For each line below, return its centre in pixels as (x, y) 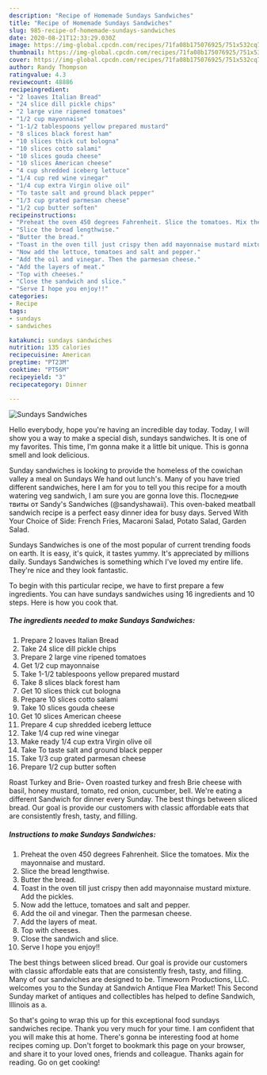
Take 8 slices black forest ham (70, 683)
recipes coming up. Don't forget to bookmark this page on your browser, (127, 1046)
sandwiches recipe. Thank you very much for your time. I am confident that (132, 1029)
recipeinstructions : (43, 215)
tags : (18, 311)
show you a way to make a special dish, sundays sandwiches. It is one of (128, 438)
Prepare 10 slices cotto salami (69, 699)
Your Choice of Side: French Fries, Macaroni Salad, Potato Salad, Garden (128, 520)
